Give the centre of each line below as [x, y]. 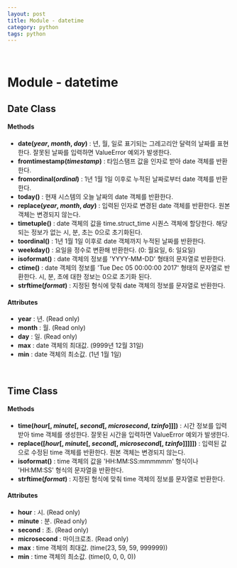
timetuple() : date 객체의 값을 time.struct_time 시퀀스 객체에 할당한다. [116, 224]
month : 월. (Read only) [52, 328]
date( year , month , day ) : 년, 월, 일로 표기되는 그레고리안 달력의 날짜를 [116, 143]
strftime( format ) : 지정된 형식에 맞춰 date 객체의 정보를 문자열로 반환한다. [121, 285]
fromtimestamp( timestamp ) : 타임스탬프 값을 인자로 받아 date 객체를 [116, 161]
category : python [33, 27]
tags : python [27, 34]
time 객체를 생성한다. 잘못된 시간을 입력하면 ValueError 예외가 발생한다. [130, 435]
